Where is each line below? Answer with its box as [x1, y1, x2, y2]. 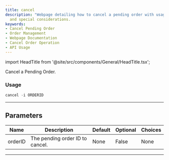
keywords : [5, 21, 26, 27]
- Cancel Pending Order [5, 26, 55, 31]
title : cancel [5, 7, 35, 13]
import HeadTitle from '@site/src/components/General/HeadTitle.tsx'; [5, 59, 150, 65]
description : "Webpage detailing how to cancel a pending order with [5, 12, 154, 17]
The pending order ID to [30, 135, 87, 142]
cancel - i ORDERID [5, 92, 44, 97]
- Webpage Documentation [5, 36, 57, 41]
